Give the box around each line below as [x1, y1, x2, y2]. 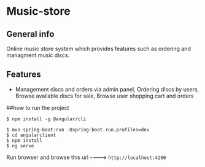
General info [6, 29, 55, 39]
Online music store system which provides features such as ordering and [6, 45, 191, 52]
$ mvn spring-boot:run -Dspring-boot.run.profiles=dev [6, 126, 150, 133]
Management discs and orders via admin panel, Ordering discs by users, [15, 85, 199, 93]
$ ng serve [6, 142, 34, 149]
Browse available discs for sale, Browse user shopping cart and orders [15, 92, 195, 99]
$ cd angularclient [6, 132, 56, 138]
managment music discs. [6, 52, 70, 59]
